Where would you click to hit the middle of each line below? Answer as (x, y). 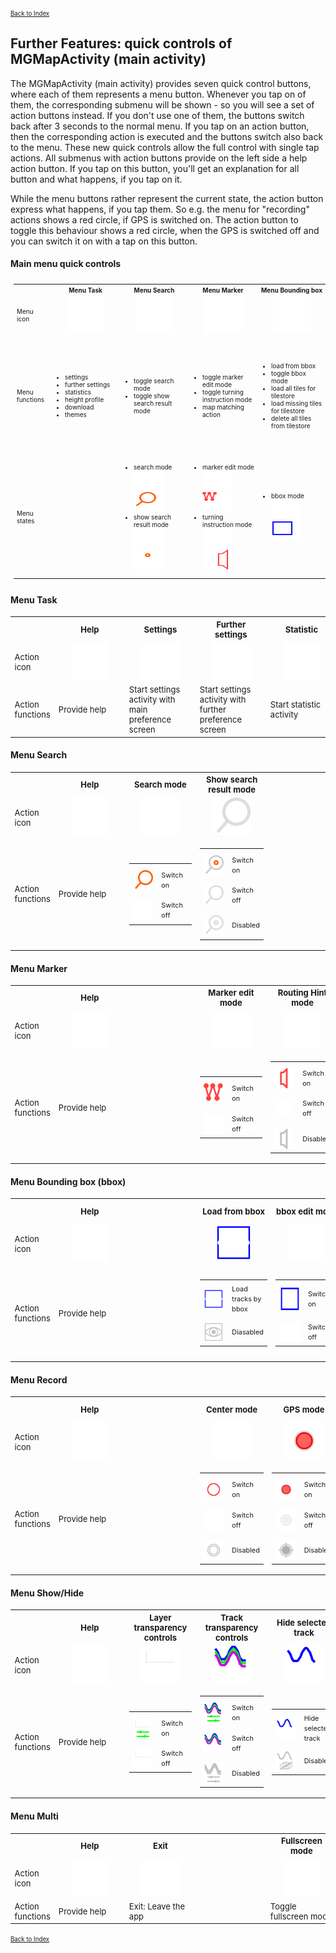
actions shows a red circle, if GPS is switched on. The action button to (154, 219)
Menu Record (39, 1379)
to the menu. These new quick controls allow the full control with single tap (165, 147)
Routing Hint (302, 993)
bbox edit (295, 1211)
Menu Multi (34, 1816)
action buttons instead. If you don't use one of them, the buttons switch (157, 115)
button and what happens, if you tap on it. (96, 179)
